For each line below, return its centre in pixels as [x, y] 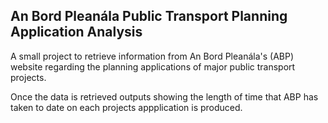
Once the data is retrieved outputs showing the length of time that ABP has [164, 96]
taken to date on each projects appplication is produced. [126, 107]
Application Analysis [76, 32]
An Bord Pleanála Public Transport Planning [149, 16]
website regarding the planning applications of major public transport [153, 66]
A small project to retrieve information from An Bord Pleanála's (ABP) [152, 56]
